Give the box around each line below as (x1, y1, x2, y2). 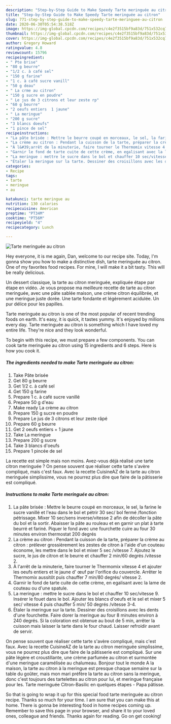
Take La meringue (13, 431, 51, 438)
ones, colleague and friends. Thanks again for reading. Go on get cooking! (6, 713, 161, 719)
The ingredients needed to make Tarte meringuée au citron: (6, 359, 134, 366)
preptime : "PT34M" (6, 211, 45, 216)
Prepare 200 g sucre (13, 437, 57, 443)
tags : (6, 173, 17, 178)
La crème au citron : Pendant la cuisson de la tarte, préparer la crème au (13, 536, 164, 542)
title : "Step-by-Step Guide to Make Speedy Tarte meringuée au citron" (6, 12, 160, 17)
